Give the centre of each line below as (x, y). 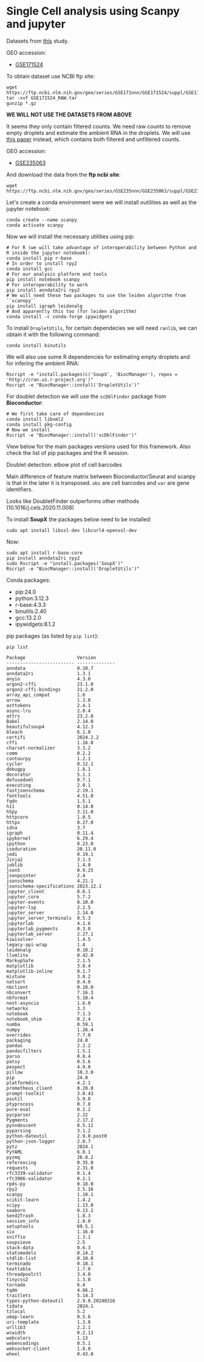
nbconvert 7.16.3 (50, 992)
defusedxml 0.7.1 (49, 780)
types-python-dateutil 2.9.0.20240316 (61, 1301)
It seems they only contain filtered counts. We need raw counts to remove (99, 126)
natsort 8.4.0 (49, 982)
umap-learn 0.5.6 (49, 1316)
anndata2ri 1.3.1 (49, 673)
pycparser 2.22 (47, 1115)
